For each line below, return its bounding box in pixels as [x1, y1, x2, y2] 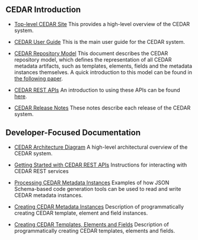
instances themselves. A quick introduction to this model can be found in [14, 68, 192, 76]
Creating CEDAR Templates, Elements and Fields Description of [14, 220, 170, 228]
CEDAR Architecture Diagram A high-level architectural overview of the [14, 143, 188, 151]
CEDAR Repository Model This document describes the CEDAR [14, 50, 168, 57]
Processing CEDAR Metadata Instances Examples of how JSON [14, 179, 170, 186]
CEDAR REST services [14, 167, 69, 174]
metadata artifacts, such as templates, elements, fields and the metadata [14, 62, 193, 69]
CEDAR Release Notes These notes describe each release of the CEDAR [14, 104, 191, 111]
